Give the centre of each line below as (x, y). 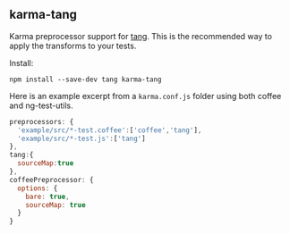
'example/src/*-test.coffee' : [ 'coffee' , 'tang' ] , (110, 130)
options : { (38, 188)
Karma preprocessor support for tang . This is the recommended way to (141, 36)
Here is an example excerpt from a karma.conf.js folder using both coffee (145, 96)
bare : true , (47, 196)
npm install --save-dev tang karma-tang (86, 79)
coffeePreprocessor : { (51, 180)
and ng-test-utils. (41, 105)
